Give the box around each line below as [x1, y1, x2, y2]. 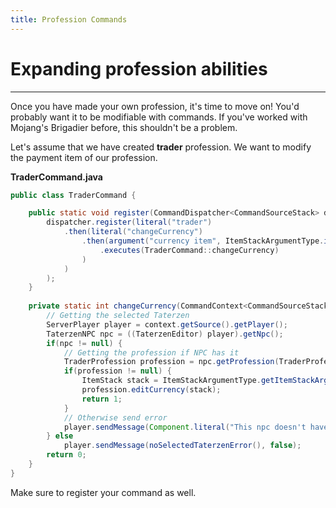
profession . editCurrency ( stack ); [81, 385, 222, 395]
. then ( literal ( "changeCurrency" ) [63, 227, 203, 237]
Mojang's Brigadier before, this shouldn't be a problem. [10, 121, 238, 133]
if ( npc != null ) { [46, 338, 123, 348]
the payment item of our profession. [10, 151, 158, 163]
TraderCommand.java [10, 171, 103, 183]
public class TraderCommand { [10, 190, 137, 200]
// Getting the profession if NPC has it [63, 347, 240, 358]
